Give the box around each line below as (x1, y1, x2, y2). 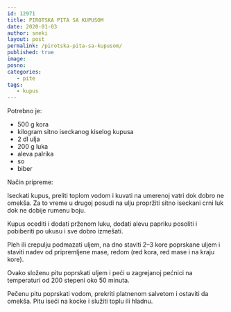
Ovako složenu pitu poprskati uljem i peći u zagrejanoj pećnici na (7, 269, 193, 277)
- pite (16, 74, 36, 82)
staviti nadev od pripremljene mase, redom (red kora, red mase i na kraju (7, 248, 215, 256)
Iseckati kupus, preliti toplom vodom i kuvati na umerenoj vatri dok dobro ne (7, 192, 224, 200)
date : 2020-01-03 (7, 23, 58, 30)
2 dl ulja (17, 135, 40, 143)
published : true (7, 49, 54, 56)
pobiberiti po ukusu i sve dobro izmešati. (7, 227, 123, 236)
